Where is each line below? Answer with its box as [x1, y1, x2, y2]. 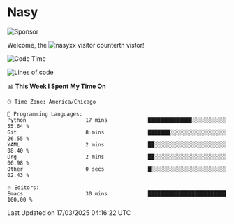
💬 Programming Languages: [7, 110, 82, 118]
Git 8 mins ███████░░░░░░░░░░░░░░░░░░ [7, 129, 227, 136]
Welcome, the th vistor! [7, 41, 145, 49]
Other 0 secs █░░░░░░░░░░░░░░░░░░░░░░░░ [7, 165, 227, 172]
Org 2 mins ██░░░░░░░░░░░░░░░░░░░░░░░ [7, 153, 227, 160]
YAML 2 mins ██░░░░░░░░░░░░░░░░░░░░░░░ [7, 141, 227, 148]
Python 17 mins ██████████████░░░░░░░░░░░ [7, 116, 227, 123]
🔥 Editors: [7, 183, 40, 191]
